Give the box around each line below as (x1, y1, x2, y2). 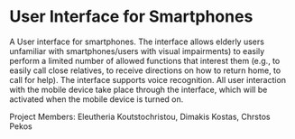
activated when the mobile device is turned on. (9, 93, 184, 105)
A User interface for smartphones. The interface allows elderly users (9, 36, 264, 47)
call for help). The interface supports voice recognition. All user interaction (9, 74, 287, 85)
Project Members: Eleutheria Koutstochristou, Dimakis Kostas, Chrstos (9, 111, 271, 122)
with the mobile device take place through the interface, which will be (9, 84, 268, 95)
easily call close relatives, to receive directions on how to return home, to (9, 65, 281, 76)
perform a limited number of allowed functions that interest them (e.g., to (9, 55, 281, 66)
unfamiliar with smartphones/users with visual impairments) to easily (9, 45, 265, 56)
